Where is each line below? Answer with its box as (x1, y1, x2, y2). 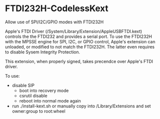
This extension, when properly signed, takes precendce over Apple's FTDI (5, 58, 154, 64)
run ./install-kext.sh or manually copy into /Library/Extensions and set (12, 103, 151, 109)
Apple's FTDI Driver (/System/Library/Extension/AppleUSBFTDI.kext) (5, 28, 142, 34)
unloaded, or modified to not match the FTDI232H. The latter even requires (5, 44, 155, 50)
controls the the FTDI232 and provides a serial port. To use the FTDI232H (5, 34, 152, 39)
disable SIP (12, 82, 35, 88)
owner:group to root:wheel (12, 108, 65, 114)
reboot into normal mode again (19, 98, 81, 103)
